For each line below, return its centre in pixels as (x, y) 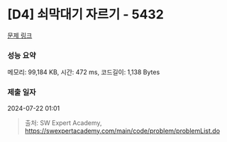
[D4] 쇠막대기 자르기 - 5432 (86, 14)
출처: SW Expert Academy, (63, 123)
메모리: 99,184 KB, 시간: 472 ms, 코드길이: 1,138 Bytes (84, 72)
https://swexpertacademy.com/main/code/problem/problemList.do (122, 131)
